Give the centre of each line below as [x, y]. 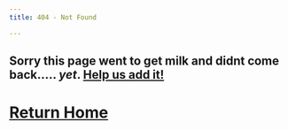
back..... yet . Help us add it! [87, 75]
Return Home [59, 113]
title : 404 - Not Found [53, 17]
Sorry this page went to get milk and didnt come [144, 61]
